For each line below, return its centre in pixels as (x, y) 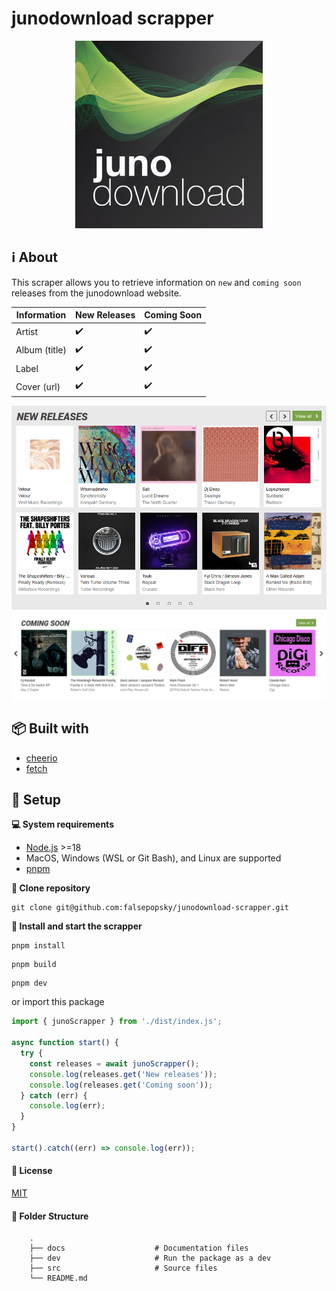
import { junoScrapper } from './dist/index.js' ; (117, 1022)
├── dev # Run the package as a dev (150, 1258)
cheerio (41, 758)
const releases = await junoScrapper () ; (114, 1063)
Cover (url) (38, 386)
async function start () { (65, 1043)
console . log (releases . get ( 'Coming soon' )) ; (121, 1085)
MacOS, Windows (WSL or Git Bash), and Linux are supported (153, 858)
